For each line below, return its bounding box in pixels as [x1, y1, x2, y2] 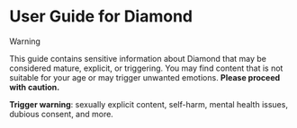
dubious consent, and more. [9, 108, 114, 119]
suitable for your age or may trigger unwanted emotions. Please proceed [9, 72, 281, 82]
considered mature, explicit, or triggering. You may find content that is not [9, 63, 283, 73]
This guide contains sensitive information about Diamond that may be [9, 53, 267, 64]
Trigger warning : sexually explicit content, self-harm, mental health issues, [9, 98, 288, 109]
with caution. [9, 81, 60, 92]
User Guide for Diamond [9, 6, 193, 27]
